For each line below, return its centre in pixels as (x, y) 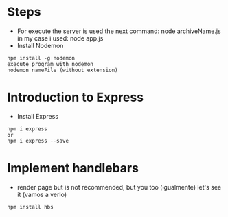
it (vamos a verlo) (42, 194)
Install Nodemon (40, 45)
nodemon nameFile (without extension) (62, 70)
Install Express (38, 116)
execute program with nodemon (50, 64)
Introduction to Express (76, 98)
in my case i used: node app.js (60, 38)
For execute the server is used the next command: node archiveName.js (119, 31)
